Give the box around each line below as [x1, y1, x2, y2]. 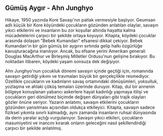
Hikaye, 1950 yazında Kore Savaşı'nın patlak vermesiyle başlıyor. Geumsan [5, 17, 156, 23]
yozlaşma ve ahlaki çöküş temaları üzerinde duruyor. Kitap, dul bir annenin [5, 83, 155, 90]
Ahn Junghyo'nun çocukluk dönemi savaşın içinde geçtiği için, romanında [5, 68, 153, 74]
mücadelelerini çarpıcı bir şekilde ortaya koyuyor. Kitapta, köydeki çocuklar [5, 32, 157, 38]
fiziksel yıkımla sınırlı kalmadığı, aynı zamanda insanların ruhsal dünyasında [5, 110, 157, 115]
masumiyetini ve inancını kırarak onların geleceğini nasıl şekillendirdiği [5, 120, 146, 126]
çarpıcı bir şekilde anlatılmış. [5, 125, 63, 131]
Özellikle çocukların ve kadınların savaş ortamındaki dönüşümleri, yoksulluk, [5, 78, 158, 84]
